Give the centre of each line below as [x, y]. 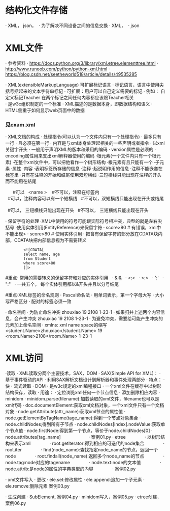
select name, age [42, 254]
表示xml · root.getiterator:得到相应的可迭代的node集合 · [89, 443]
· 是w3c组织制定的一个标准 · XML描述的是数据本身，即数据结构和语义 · [79, 104]
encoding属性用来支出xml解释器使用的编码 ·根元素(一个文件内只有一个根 [81, 156]
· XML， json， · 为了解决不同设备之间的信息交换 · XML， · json [72, 25]
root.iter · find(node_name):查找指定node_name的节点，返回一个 [82, 450]
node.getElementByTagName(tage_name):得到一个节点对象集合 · [73, 418]
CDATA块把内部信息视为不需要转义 [50, 240]
